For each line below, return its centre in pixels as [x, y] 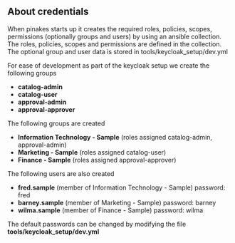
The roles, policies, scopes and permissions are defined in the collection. [115, 44]
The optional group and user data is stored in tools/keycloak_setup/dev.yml [117, 51]
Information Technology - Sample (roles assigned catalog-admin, [115, 137]
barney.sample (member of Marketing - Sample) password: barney [117, 202]
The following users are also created [61, 173]
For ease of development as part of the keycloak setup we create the [109, 65]
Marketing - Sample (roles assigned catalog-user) [92, 152]
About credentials [48, 12]
